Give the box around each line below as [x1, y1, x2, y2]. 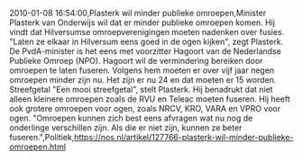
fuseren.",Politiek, [9, 132, 75, 142]
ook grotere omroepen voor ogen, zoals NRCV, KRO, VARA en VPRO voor [9, 103, 281, 113]
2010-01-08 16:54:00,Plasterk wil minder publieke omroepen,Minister [9, 8, 267, 18]
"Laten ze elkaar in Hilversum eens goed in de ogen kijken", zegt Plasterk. [9, 36, 284, 47]
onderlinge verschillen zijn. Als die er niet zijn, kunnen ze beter [9, 122, 243, 133]
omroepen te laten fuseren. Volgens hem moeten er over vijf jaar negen [9, 65, 275, 76]
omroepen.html [9, 141, 66, 152]
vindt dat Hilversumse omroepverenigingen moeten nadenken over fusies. [9, 27, 285, 37]
